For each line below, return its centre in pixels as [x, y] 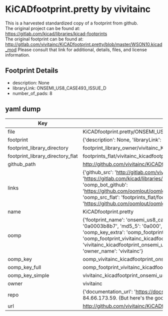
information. [18, 55]
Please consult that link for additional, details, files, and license [82, 49]
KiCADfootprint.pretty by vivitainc [78, 9]
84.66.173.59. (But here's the [118, 297]
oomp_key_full [24, 267]
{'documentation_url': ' [109, 291]
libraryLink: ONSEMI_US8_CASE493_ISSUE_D [59, 88]
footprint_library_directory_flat [43, 156]
